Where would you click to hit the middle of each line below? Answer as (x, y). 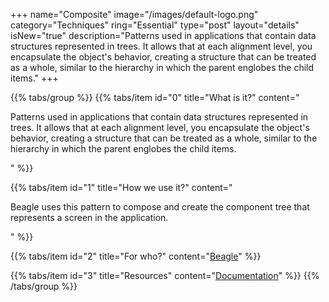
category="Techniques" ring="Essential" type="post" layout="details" (155, 25)
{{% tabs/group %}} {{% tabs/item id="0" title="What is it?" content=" (155, 97)
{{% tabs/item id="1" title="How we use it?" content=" (121, 187)
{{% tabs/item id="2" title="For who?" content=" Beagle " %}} (136, 256)
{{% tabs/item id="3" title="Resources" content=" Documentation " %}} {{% (165, 275)
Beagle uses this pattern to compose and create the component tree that (160, 207)
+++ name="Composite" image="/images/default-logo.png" (134, 14)
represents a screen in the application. (89, 217)
